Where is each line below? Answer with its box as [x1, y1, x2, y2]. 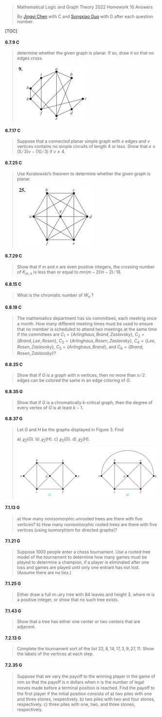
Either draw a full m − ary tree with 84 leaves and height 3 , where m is [16, 591, 155, 598]
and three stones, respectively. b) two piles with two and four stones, [16, 696, 155, 702]
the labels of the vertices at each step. [16, 651, 94, 657]
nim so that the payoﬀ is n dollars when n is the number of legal [16, 679, 145, 685]
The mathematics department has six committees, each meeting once [16, 315, 157, 321]
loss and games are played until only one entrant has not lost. [16, 564, 140, 570]
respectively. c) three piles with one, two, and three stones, [16, 701, 136, 707]
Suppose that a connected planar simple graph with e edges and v [16, 138, 150, 144]
